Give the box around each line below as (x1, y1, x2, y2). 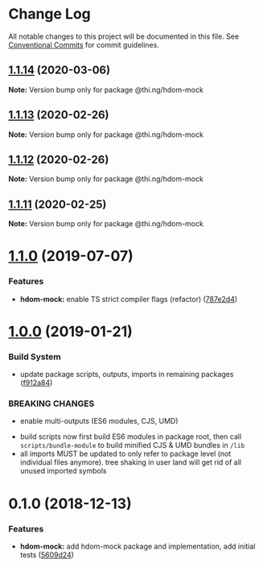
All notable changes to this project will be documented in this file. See (8, 31, 240, 41)
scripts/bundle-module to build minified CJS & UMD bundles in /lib (19, 441, 245, 450)
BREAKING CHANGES (8, 398, 95, 409)
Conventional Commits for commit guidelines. (8, 39, 159, 49)
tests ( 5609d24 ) (19, 549, 75, 560)
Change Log (8, 5, 91, 23)
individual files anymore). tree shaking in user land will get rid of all (19, 457, 241, 467)
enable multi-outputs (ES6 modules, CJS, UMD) (19, 416, 179, 426)
